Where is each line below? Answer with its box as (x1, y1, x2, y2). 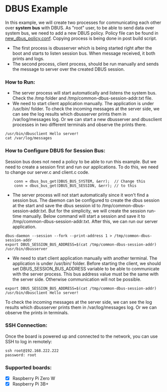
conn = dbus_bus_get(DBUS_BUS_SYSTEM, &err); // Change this (14, 179, 146, 184)
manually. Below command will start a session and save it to (22, 213, 146, 219)
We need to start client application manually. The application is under (12, 101, 154, 107)
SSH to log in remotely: (5, 338, 52, 344)
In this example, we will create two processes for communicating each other (5, 19, 162, 25)
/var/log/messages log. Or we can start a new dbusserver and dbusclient (12, 117, 163, 123)
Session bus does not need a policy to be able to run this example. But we (5, 158, 157, 164)
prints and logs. (12, 55, 45, 61)
